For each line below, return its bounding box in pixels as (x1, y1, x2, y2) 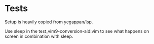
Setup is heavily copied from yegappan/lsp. (4, 19, 93, 25)
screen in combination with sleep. (4, 33, 74, 39)
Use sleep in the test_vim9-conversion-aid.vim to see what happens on (4, 28, 149, 34)
